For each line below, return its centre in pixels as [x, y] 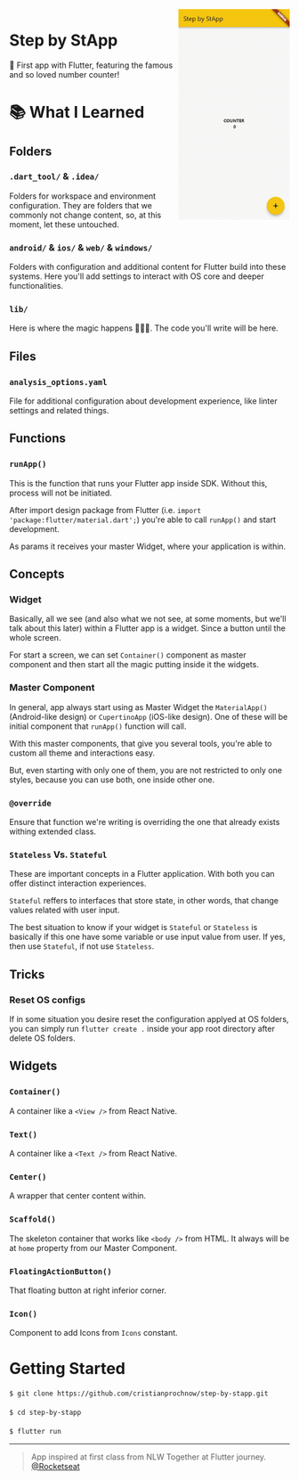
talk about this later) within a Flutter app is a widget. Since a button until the [148, 628]
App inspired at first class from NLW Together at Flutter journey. [149, 1457]
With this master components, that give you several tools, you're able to [141, 743]
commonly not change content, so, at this [85, 215]
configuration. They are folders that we [81, 205]
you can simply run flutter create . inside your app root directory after [142, 1029]
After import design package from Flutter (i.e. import [105, 510]
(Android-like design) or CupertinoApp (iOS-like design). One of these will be [149, 716]
